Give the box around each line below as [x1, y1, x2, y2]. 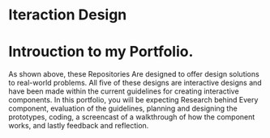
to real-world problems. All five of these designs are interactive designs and [8, 78, 262, 88]
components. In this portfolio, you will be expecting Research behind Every [8, 95, 259, 105]
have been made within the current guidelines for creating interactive [8, 86, 239, 96]
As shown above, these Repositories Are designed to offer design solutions [8, 69, 259, 79]
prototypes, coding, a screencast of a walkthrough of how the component [8, 112, 255, 122]
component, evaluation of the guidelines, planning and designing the [8, 103, 238, 114]
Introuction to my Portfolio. [8, 43, 194, 61]
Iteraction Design [8, 6, 127, 24]
